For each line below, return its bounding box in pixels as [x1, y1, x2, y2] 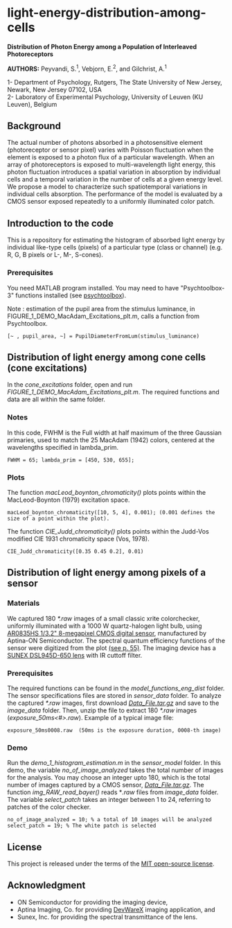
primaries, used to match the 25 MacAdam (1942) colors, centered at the [7, 435, 215, 444]
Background [7, 120, 61, 132]
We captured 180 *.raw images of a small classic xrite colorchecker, [7, 614, 200, 622]
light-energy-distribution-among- [7, 5, 206, 21]
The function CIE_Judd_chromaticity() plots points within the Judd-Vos [7, 527, 209, 535]
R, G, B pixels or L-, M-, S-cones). [7, 251, 104, 259]
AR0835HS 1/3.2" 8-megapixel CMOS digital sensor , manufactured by [7, 629, 206, 637]
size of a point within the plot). [7, 515, 110, 522]
